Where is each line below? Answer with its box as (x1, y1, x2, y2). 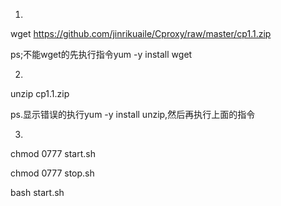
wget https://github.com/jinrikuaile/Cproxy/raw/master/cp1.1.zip (10, 28, 272, 39)
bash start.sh (10, 187, 65, 198)
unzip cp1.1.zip (10, 88, 70, 99)
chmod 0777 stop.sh (10, 167, 95, 179)
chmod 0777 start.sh (10, 148, 96, 159)
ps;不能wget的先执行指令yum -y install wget (10, 49, 193, 60)
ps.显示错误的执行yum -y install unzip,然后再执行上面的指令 (10, 109, 256, 120)
